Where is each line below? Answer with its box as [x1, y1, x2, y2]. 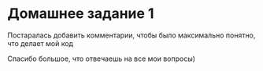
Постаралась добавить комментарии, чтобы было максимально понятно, [7, 30, 256, 40]
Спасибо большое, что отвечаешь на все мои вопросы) [7, 54, 196, 63]
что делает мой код [7, 38, 74, 48]
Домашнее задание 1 [7, 5, 154, 23]
